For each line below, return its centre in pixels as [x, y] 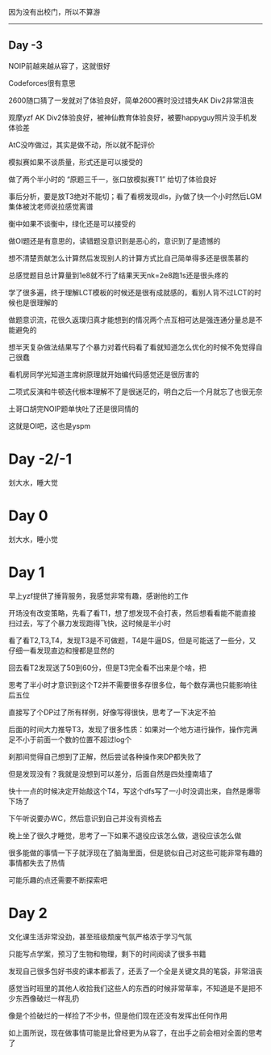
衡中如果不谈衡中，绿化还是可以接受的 [72, 223]
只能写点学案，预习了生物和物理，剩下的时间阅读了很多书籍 [107, 954]
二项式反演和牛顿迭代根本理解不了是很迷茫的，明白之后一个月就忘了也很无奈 [135, 392]
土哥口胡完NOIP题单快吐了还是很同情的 [73, 409]
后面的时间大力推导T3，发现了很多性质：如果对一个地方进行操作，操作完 [129, 729]
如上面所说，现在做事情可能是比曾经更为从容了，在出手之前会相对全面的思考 [135, 1032]
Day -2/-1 [40, 459]
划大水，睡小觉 [33, 539]
